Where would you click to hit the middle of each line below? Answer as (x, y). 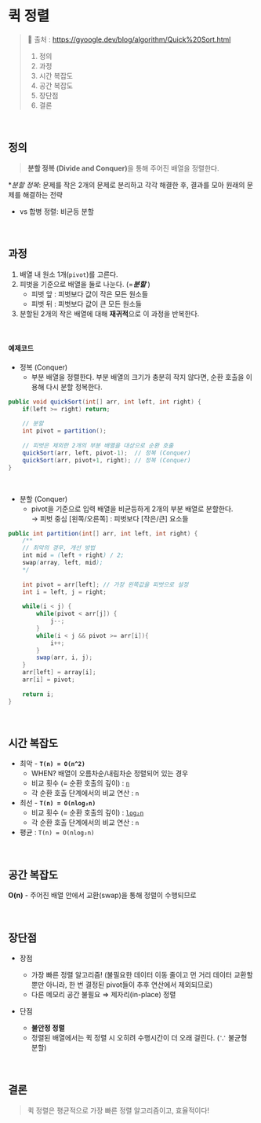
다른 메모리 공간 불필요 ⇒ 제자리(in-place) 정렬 (103, 994)
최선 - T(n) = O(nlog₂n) (58, 803)
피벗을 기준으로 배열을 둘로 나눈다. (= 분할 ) (85, 284)
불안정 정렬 (48, 1028)
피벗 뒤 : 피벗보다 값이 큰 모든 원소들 (87, 304)
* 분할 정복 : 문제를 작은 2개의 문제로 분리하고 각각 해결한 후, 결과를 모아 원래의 (127, 185)
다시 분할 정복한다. (74, 387)
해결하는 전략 (42, 194)
